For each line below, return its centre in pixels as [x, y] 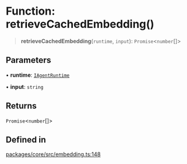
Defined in [26, 139]
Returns [21, 106]
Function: [31, 11]
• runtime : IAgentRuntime [38, 75]
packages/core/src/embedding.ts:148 [53, 154]
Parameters [29, 60]
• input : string [25, 87]
